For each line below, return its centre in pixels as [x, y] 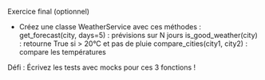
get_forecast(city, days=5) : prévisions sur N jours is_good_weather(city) [138, 35]
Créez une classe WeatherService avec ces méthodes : [110, 27]
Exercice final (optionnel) [48, 11]
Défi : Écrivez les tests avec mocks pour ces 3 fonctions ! [102, 67]
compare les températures [63, 52]
